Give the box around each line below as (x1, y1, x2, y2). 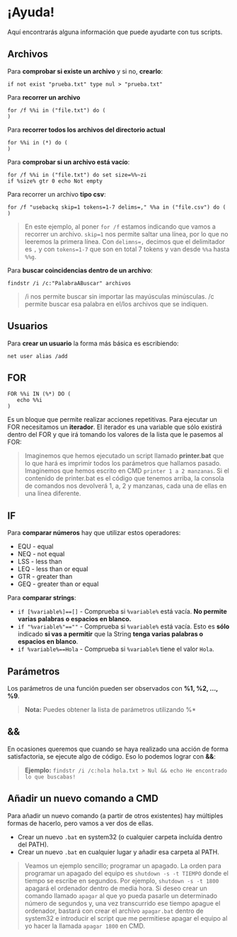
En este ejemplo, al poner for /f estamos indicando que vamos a (24, 222, 216, 231)
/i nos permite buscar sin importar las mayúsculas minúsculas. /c (24, 292, 214, 301)
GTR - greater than (17, 573, 73, 581)
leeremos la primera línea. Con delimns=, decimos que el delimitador (24, 237, 225, 246)
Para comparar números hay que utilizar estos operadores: (7, 529, 181, 537)
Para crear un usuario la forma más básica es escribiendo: (7, 339, 179, 347)
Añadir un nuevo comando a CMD (7, 793, 159, 805)
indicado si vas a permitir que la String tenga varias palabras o (17, 630, 204, 638)
